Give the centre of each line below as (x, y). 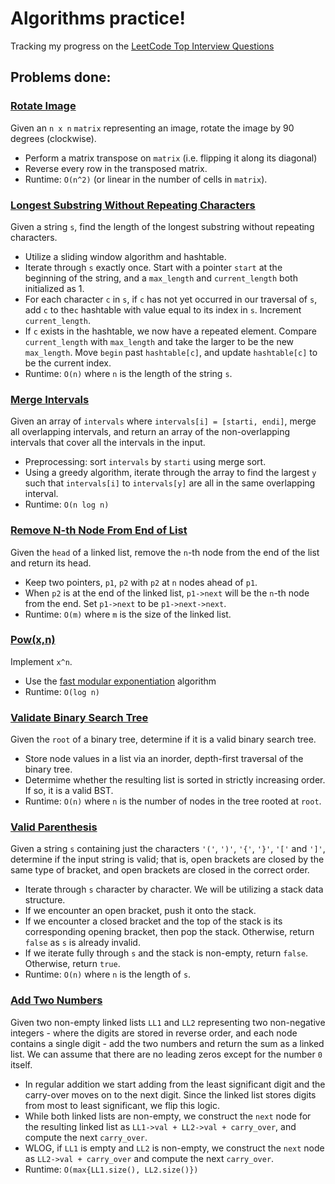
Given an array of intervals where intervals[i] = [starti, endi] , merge (163, 421)
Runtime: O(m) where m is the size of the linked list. (128, 614)
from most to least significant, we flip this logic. (122, 1105)
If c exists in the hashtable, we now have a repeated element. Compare (171, 331)
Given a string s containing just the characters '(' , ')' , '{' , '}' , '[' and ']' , (168, 849)
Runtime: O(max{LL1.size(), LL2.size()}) (111, 1169)
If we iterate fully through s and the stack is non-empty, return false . (166, 953)
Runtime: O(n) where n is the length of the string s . (128, 373)
